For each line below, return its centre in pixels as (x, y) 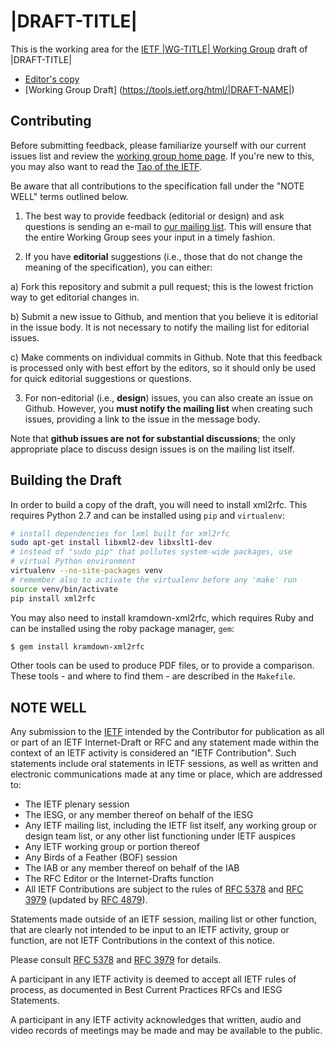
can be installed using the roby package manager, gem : (122, 628)
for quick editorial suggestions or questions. (101, 378)
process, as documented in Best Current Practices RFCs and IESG (146, 990)
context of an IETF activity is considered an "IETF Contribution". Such (153, 753)
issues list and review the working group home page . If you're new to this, (162, 156)
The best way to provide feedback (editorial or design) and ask (154, 216)
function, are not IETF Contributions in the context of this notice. (142, 941)
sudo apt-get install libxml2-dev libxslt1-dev (111, 543)
